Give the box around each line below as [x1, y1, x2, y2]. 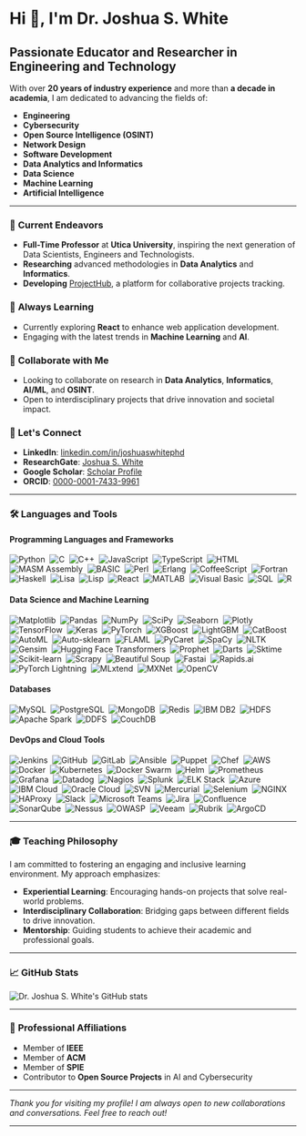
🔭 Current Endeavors [9, 218, 104, 231]
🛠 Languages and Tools [9, 508, 118, 521]
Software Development [22, 149, 112, 159]
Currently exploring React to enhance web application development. [22, 321, 280, 332]
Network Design [22, 139, 87, 149]
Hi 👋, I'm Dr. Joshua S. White [9, 8, 229, 29]
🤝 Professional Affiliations [9, 1021, 127, 1034]
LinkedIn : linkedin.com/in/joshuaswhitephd [22, 447, 185, 458]
